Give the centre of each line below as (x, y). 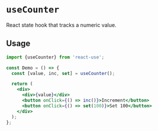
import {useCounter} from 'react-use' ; (55, 57)
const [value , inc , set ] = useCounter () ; (63, 73)
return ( (22, 84)
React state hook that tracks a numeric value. (61, 25)
